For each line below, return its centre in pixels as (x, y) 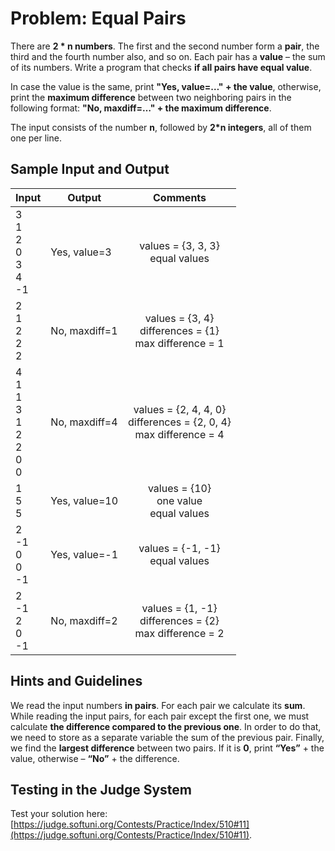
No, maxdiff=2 (84, 620)
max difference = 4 (179, 434)
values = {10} (179, 488)
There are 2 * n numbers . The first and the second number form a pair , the (165, 46)
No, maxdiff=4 (84, 422)
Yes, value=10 (84, 500)
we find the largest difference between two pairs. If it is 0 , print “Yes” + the (167, 748)
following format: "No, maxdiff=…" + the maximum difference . (141, 108)
